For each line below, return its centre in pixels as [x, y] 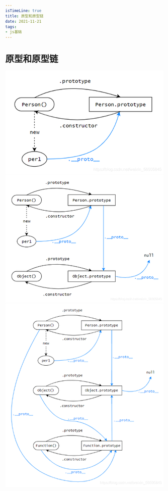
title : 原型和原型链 [24, 16]
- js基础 [14, 32]
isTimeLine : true [23, 11]
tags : [11, 27]
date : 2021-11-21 [23, 21]
